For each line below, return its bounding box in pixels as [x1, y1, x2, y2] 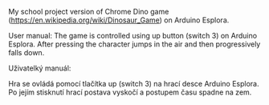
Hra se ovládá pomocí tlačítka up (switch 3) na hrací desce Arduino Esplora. [8, 79, 259, 88]
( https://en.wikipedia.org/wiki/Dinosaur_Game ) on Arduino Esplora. [8, 15, 230, 25]
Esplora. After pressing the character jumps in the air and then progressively [8, 39, 261, 49]
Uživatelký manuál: [8, 63, 71, 73]
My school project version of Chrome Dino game [8, 7, 169, 16]
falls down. [8, 48, 45, 57]
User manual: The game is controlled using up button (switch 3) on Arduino [8, 31, 258, 40]
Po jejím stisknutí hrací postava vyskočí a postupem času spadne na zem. [8, 87, 252, 97]
